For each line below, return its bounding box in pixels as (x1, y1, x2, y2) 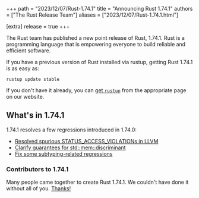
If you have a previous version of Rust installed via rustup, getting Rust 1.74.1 (6, 59, 193, 65)
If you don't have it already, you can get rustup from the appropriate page (6, 87, 187, 94)
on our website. (6, 93, 45, 100)
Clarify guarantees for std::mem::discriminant (14, 144, 126, 151)
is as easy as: (6, 65, 40, 72)
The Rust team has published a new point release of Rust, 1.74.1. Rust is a (6, 34, 185, 41)
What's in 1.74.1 (6, 110, 65, 121)
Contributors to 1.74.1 (6, 165, 69, 173)
